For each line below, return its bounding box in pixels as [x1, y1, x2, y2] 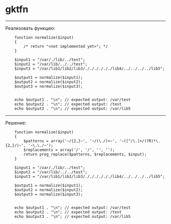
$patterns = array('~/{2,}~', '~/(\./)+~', [23, 138, 117, 143]
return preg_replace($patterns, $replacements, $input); [23, 151, 147, 157]
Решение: [5, 119, 26, 125]
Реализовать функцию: [5, 25, 55, 31]
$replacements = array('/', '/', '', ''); [23, 147, 115, 152]
